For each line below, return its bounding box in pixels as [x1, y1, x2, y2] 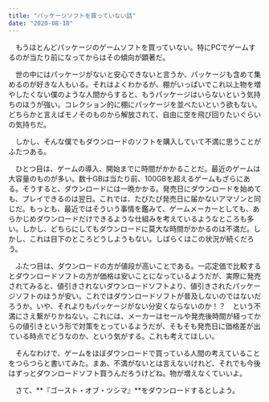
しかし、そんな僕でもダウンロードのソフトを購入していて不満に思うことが [14, 136, 262, 146]
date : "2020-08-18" [8, 19, 74, 27]
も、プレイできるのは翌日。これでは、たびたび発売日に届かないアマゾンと [8, 193, 255, 203]
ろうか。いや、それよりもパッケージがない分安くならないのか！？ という [8, 301, 255, 311]
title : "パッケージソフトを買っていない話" [8, 11, 137, 20]
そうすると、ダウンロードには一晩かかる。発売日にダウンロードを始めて [22, 184, 262, 193]
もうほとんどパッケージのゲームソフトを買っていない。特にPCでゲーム [14, 42, 249, 52]
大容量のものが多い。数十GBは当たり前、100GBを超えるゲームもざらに [8, 173, 243, 183]
